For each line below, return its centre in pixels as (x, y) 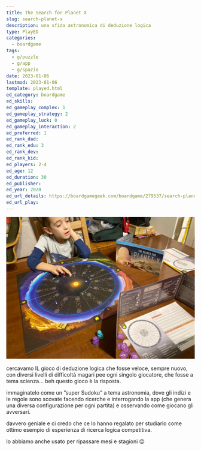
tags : (13, 51)
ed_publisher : (24, 184)
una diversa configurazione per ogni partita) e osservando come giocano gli (100, 405)
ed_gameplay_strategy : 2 (37, 114)
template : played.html (34, 89)
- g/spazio (25, 70)
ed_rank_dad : (22, 139)
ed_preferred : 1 (26, 133)
